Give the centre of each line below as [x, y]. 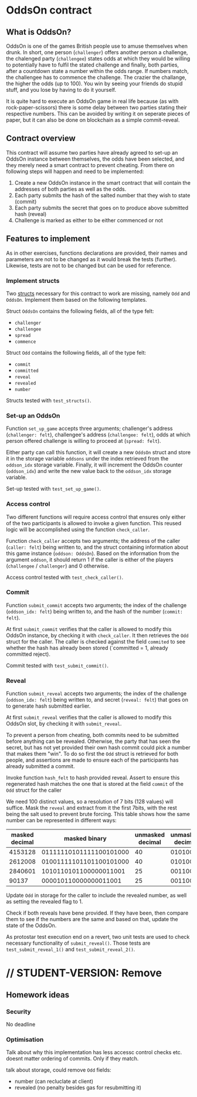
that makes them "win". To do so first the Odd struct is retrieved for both [92, 754]
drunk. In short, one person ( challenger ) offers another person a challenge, [97, 52]
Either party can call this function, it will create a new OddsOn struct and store [98, 452]
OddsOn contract [49, 10]
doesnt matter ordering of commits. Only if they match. [72, 1059]
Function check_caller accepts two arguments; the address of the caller [93, 541]
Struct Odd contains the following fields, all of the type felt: [76, 352]
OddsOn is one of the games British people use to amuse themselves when [97, 46]
